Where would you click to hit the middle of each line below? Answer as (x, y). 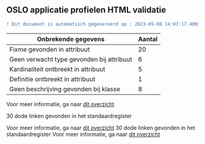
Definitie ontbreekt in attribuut (52, 79)
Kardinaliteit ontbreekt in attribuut (57, 69)
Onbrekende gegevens (71, 39)
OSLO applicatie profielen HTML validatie (86, 10)
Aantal (148, 39)
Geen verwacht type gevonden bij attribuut (71, 59)
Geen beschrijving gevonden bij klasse (65, 89)
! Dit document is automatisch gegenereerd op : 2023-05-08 (85, 24)
